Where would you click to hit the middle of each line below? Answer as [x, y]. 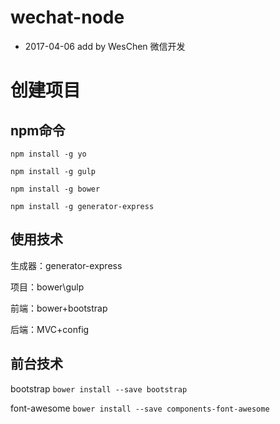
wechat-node [67, 17]
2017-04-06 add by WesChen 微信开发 [105, 46]
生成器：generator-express [66, 265]
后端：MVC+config [50, 329]
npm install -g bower [55, 189]
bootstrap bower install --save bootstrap [99, 388]
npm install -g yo [48, 154]
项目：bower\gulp [47, 287]
